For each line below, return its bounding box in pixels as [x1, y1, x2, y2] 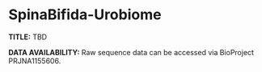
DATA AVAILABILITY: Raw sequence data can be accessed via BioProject [8, 47, 255, 57]
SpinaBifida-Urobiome [8, 6, 162, 24]
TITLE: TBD [8, 32, 47, 42]
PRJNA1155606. [8, 56, 61, 66]
